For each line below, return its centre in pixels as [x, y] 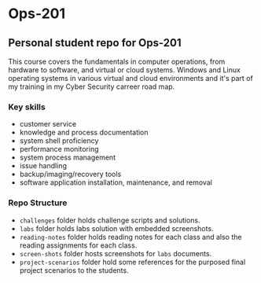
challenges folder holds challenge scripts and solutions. [110, 220]
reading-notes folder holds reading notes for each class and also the [130, 237]
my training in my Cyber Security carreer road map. [92, 86]
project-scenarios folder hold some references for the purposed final [132, 262]
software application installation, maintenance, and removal [116, 182]
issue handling [43, 166]
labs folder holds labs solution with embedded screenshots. [116, 228]
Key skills [27, 107]
